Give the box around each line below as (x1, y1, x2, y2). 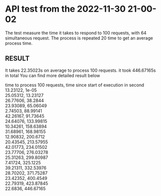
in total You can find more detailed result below (5, 72, 100, 78)
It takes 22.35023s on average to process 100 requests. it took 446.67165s (5, 67, 156, 73)
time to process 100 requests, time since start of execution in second (5, 82, 144, 88)
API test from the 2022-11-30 (5, 3, 126, 15)
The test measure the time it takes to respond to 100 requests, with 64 (5, 30, 147, 36)
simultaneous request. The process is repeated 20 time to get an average (5, 35, 153, 41)
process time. (5, 40, 33, 46)
